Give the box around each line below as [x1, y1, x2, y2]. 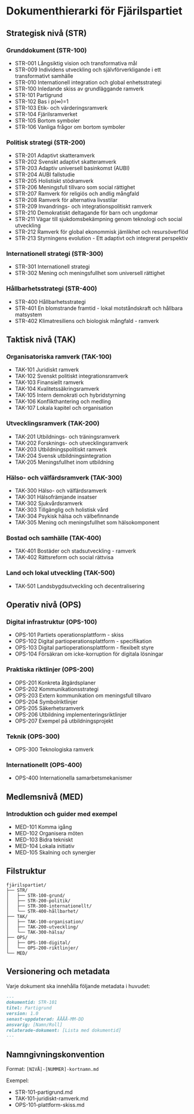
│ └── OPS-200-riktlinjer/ [6, 945, 79, 951]
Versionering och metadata [6, 967, 110, 977]
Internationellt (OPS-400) [6, 760, 82, 769]
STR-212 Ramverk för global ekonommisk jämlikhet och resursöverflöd [14, 228, 189, 236]
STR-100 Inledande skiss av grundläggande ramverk [14, 85, 144, 92]
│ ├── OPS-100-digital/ [6, 940, 70, 946]
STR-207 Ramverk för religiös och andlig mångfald [14, 190, 139, 197]
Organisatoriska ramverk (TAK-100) [6, 352, 112, 361]
